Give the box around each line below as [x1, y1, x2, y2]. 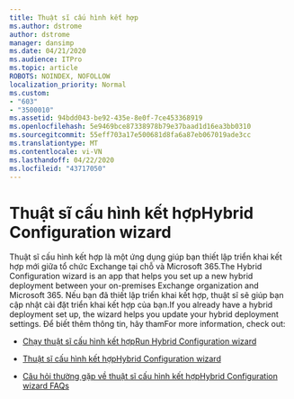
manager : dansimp [9, 38, 75, 48]
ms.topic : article [9, 64, 78, 73]
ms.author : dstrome [9, 22, 83, 31]
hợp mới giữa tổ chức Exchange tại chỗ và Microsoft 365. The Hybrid [9, 261, 263, 272]
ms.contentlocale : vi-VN [9, 147, 102, 156]
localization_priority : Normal [9, 80, 127, 89]
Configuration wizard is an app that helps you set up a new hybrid [9, 271, 254, 282]
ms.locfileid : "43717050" [9, 164, 106, 173]
